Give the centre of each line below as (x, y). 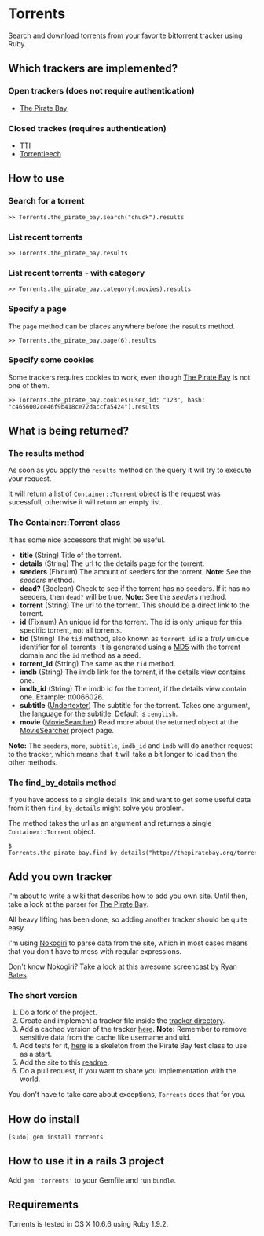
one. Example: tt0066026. (62, 697)
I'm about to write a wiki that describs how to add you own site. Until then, (128, 896)
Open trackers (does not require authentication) (101, 91)
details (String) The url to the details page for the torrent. (112, 563)
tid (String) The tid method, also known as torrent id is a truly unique (134, 638)
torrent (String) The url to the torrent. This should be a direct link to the (134, 605)
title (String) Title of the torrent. (70, 555)
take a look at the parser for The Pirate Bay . (79, 904)
